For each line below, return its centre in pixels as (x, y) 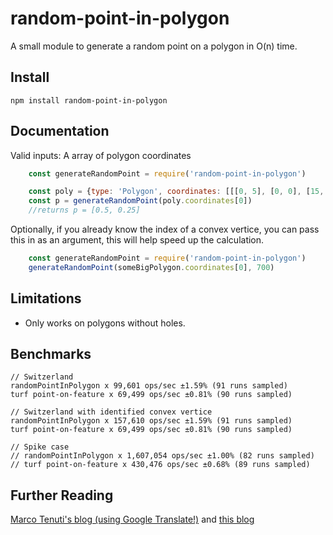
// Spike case (40, 447)
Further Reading (62, 495)
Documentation (60, 131)
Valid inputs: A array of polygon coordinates (101, 155)
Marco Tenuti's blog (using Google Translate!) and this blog (132, 519)
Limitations (46, 298)
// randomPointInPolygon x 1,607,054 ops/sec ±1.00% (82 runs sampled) (162, 456)
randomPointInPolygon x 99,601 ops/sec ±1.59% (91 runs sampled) (149, 386)
